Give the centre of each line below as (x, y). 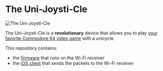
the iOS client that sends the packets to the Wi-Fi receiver (73, 63)
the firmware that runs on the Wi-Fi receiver (59, 58)
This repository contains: (31, 48)
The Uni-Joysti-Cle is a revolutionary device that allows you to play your (81, 33)
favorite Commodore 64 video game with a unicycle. (60, 38)
